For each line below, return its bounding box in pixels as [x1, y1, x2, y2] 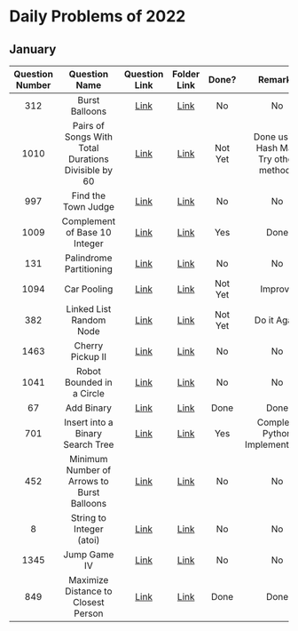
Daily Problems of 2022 [9, 6, 186, 27]
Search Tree [63, 438, 114, 451]
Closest [72, 596, 105, 608]
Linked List [66, 303, 112, 315]
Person [74, 607, 104, 619]
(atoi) [77, 534, 100, 546]
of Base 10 [65, 227, 113, 238]
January [9, 42, 57, 57]
